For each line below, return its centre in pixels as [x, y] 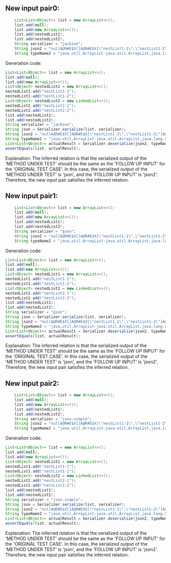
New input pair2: [32, 383]
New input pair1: [32, 196]
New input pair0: [32, 8]
